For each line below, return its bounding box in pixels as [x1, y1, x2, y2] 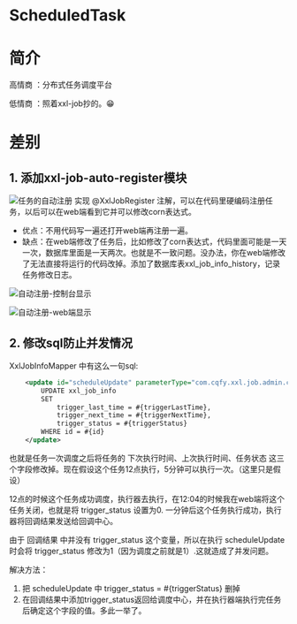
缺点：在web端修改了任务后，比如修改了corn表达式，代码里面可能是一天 [21, 236, 287, 247]
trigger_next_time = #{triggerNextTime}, [56, 411, 212, 420]
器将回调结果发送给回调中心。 [9, 515, 118, 526]
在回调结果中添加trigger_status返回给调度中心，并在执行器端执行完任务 [21, 594, 282, 605]
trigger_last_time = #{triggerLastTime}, [56, 403, 212, 412]
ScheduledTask [9, 5, 126, 26]
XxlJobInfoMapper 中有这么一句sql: [9, 360, 139, 371]
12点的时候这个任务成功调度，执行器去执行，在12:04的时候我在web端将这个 [9, 493, 286, 504]
